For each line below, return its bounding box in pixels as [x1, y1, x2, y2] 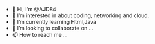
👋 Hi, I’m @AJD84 [11, 6, 56, 12]
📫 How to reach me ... [11, 32, 68, 38]
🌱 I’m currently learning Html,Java [11, 18, 97, 25]
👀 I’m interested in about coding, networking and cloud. [11, 12, 150, 19]
